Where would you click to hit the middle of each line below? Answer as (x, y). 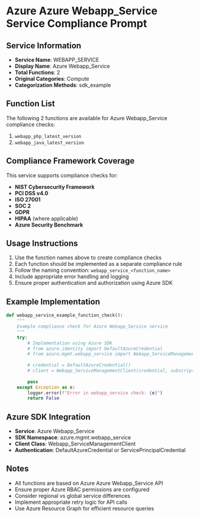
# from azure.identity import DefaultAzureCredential (95, 349)
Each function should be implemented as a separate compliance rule (98, 264)
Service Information (44, 45)
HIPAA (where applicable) (46, 218)
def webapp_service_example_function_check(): (65, 315)
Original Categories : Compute (52, 79)
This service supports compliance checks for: (62, 175)
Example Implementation (53, 302)
